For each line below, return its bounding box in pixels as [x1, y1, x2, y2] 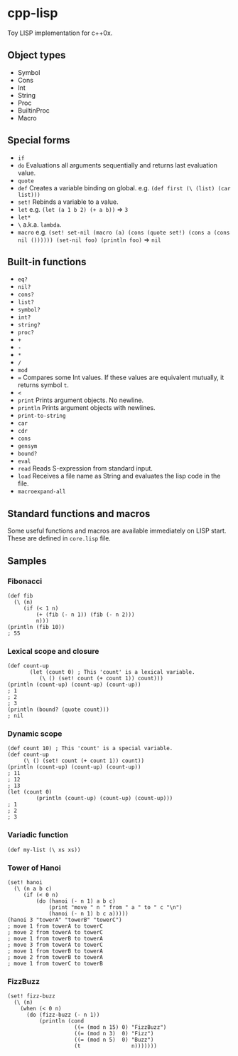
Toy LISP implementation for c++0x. [7, 29, 113, 37]
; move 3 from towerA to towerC [7, 941, 103, 949]
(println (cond [38, 1017, 84, 1025]
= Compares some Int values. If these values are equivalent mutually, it [17, 373, 225, 382]
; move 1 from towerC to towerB [7, 960, 103, 968]
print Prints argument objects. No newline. [17, 396, 144, 404]
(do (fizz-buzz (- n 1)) [26, 1011, 100, 1019]
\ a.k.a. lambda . [17, 220, 62, 229]
